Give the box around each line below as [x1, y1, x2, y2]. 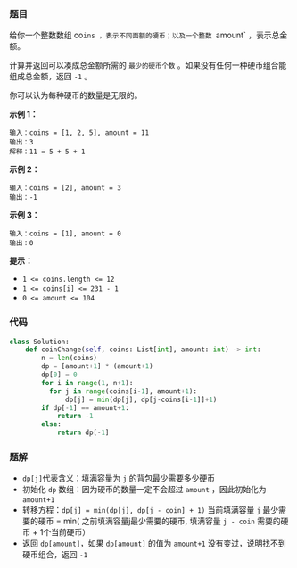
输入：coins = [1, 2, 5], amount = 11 [9, 128, 150, 137]
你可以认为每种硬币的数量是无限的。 [9, 90, 143, 101]
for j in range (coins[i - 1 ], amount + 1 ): [48, 386, 198, 396]
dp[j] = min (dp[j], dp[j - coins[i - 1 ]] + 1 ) [65, 395, 218, 404]
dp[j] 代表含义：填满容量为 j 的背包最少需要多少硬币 [21, 473, 216, 483]
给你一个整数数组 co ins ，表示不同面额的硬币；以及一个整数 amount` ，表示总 [9, 29, 280, 41]
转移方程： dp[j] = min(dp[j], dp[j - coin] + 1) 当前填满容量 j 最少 [21, 505, 279, 515]
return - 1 [56, 412, 94, 421]
